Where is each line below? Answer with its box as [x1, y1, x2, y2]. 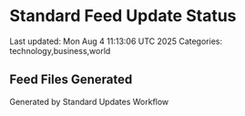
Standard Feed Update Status [9, 5, 237, 26]
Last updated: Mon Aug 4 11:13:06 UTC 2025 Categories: [9, 36, 223, 47]
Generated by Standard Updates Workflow [9, 96, 169, 107]
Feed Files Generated [9, 72, 133, 88]
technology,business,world [9, 45, 111, 56]
